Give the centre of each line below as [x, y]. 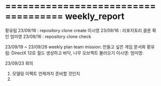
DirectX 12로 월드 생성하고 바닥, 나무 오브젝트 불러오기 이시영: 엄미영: [78, 53]
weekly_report [95, 16]
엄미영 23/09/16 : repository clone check [50, 36]
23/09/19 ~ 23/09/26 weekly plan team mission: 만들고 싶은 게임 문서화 [75, 47]
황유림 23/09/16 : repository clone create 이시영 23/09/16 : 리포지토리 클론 [78, 30]
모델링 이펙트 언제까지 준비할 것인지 [46, 73]
